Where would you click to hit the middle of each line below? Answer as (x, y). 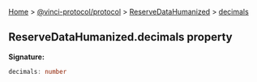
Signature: (26, 57)
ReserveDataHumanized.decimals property (120, 37)
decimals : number (38, 71)
